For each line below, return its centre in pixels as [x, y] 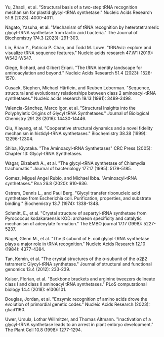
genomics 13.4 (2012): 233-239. [38, 269]
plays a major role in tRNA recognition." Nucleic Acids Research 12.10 [75, 244]
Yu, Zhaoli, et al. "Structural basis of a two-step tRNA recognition [71, 7]
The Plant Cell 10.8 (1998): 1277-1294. [44, 330]
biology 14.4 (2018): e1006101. [36, 289]
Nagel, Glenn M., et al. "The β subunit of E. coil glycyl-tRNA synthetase [77, 238]
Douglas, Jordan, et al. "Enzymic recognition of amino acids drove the [76, 299]
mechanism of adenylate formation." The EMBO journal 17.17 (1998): [74, 224]
